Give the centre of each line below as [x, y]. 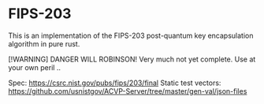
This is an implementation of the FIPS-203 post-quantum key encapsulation [131, 35]
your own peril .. [35, 67]
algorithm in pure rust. [44, 43]
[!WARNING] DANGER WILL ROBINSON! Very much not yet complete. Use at [132, 59]
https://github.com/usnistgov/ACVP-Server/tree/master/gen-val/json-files [128, 91]
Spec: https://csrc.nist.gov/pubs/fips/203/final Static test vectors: [115, 83]
